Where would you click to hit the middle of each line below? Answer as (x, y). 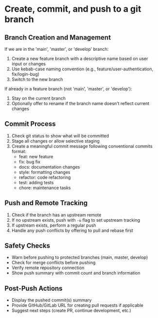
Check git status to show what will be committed (60, 136)
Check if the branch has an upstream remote (56, 215)
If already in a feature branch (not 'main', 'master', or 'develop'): (68, 89)
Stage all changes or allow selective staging (56, 141)
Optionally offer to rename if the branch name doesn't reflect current (80, 103)
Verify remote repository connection (48, 268)
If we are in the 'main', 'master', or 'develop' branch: (57, 49)
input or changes (28, 64)
